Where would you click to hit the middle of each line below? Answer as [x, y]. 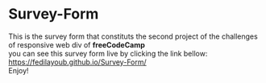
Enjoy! [19, 70]
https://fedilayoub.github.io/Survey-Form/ [77, 62]
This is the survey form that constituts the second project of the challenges [133, 36]
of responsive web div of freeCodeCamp [77, 44]
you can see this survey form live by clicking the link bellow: [108, 53]
